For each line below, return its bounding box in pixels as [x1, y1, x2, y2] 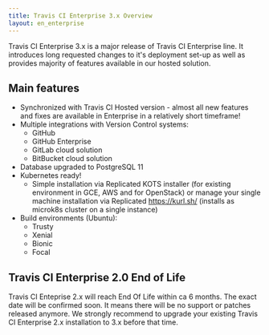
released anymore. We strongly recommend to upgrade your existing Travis [8, 309, 259, 319]
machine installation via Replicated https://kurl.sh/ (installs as [31, 196, 235, 206]
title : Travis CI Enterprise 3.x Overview [8, 11, 153, 20]
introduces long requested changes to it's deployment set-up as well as [8, 50, 246, 59]
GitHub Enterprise [31, 137, 92, 147]
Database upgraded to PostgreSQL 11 [19, 162, 144, 172]
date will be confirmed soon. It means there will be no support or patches [8, 301, 251, 310]
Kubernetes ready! [19, 171, 82, 180]
